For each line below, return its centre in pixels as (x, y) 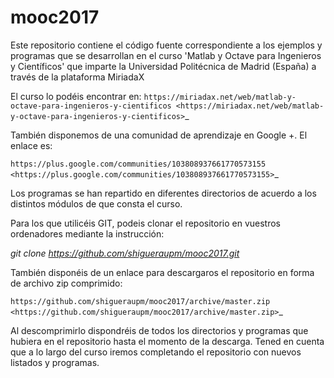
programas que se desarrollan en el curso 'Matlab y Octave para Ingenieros (166, 55)
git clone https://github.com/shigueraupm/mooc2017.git (125, 253)
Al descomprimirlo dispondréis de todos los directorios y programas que (159, 330)
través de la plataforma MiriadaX (77, 77)
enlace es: (31, 145)
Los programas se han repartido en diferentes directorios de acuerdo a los (163, 193)
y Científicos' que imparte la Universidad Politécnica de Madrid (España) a (163, 66)
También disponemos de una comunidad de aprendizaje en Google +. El (159, 135)
